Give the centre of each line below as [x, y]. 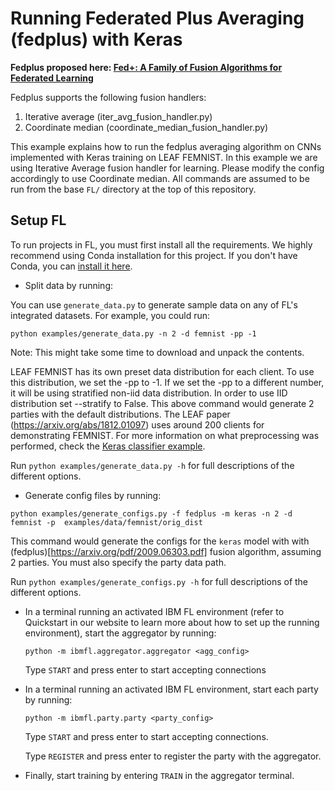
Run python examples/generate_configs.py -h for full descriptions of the [159, 581]
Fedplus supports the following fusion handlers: [108, 97]
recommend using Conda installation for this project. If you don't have [154, 255]
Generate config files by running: [93, 495]
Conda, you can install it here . [71, 266]
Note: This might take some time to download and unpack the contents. [157, 352]
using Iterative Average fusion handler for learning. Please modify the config [167, 168]
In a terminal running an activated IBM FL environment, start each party [171, 689]
